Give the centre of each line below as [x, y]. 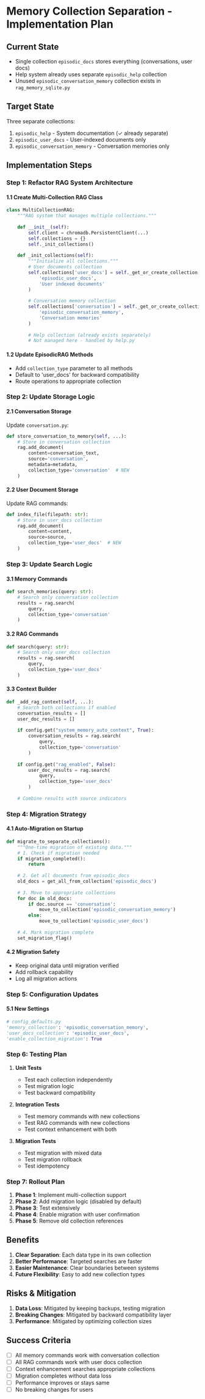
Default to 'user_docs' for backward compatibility [77, 374]
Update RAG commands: [37, 503]
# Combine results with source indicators [72, 798]
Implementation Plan [60, 24]
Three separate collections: [41, 121]
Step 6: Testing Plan [37, 1055]
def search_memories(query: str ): [50, 592]
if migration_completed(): [52, 859]
